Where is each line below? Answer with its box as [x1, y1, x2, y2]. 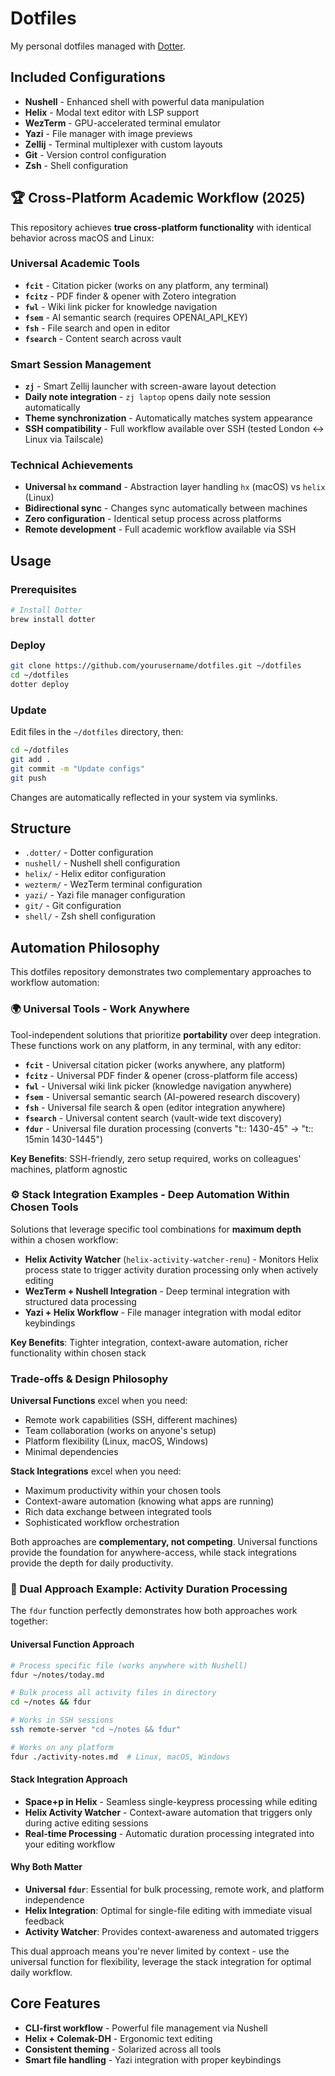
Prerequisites [10, 582, 77, 596]
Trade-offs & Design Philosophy [10, 1372, 169, 1386]
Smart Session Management [10, 357, 152, 371]
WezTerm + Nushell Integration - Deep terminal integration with [24, 1285, 291, 1297]
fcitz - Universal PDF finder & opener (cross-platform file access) [24, 1069, 298, 1081]
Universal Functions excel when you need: [10, 1395, 188, 1407]
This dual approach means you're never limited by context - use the [10, 1945, 290, 1957]
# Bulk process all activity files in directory [10, 1688, 217, 1698]
